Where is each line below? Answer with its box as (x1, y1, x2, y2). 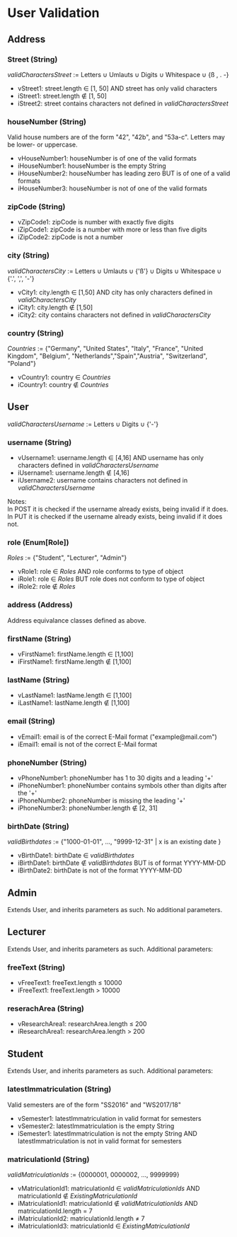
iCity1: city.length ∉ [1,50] (17, 303, 93, 311)
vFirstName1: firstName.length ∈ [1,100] (17, 650, 134, 659)
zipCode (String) (7, 202, 66, 212)
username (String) (7, 437, 72, 447)
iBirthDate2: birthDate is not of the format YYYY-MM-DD (17, 866, 183, 875)
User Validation (7, 5, 100, 21)
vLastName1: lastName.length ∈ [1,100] (17, 691, 132, 700)
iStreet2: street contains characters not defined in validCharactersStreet (17, 99, 229, 108)
